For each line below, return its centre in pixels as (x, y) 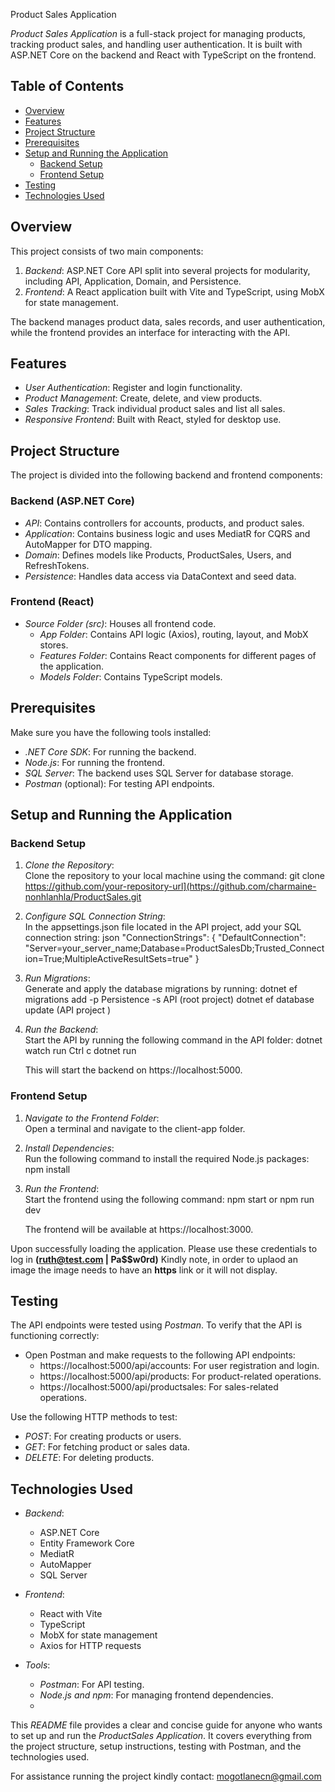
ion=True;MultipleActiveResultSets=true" (108, 959)
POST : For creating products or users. (103, 1436)
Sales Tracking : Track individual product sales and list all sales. (155, 409)
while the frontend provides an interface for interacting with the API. (150, 332)
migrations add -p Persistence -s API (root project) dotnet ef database (169, 1000)
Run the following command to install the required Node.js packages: (167, 1158)
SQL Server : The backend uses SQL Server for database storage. (159, 773)
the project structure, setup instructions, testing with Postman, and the (156, 1746)
